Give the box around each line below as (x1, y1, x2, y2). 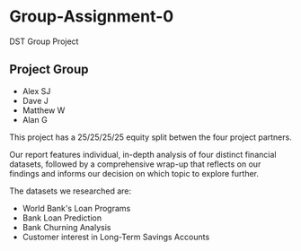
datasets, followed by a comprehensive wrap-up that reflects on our (9, 159, 261, 169)
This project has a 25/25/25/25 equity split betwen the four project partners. (9, 132, 292, 143)
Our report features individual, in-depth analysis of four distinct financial (9, 149, 277, 160)
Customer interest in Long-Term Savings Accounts (22, 231, 210, 242)
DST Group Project (9, 36, 79, 47)
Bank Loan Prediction (22, 212, 102, 223)
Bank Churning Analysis (22, 221, 111, 232)
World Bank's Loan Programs (22, 203, 131, 213)
